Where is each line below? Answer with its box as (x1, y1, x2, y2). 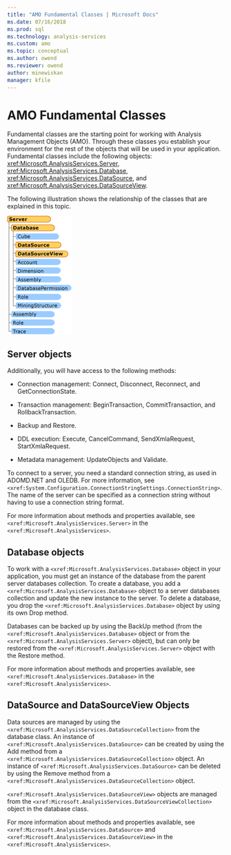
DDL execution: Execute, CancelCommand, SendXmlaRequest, (17, 435, 195, 443)
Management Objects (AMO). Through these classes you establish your (7, 137, 211, 146)
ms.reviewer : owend (7, 62, 63, 69)
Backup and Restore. (17, 421, 77, 430)
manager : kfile (7, 77, 51, 84)
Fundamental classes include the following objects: (7, 152, 152, 160)
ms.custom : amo (7, 40, 51, 48)
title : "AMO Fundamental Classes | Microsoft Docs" (7, 11, 159, 18)
